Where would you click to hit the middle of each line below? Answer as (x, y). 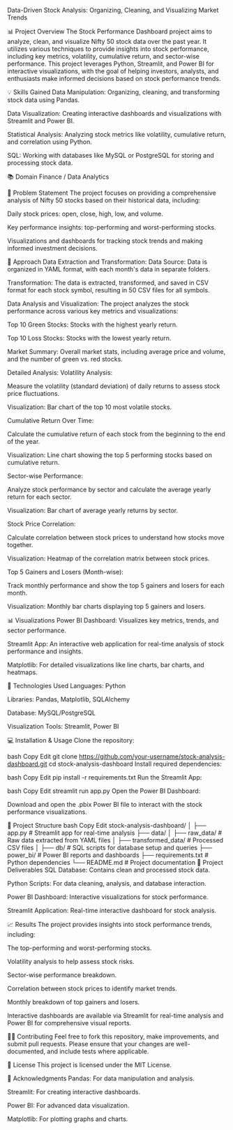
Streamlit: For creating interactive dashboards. (74, 1092)
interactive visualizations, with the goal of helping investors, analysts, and (113, 71)
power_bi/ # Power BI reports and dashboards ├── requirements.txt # (108, 855)
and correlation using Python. (50, 142)
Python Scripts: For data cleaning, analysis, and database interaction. (107, 883)
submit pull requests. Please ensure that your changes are (91, 1044)
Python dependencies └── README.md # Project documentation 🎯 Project (115, 862)
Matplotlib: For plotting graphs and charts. (68, 1119)
